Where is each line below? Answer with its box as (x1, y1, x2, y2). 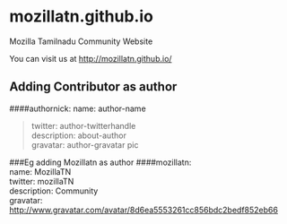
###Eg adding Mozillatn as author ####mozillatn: (9, 157, 192, 168)
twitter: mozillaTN (9, 176, 74, 186)
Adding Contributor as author (9, 79, 178, 95)
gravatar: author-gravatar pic (30, 139, 139, 150)
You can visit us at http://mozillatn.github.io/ (9, 53, 172, 64)
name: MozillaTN (9, 166, 72, 177)
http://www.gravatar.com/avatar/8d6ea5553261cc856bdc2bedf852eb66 (9, 204, 278, 215)
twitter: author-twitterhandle (30, 120, 136, 131)
